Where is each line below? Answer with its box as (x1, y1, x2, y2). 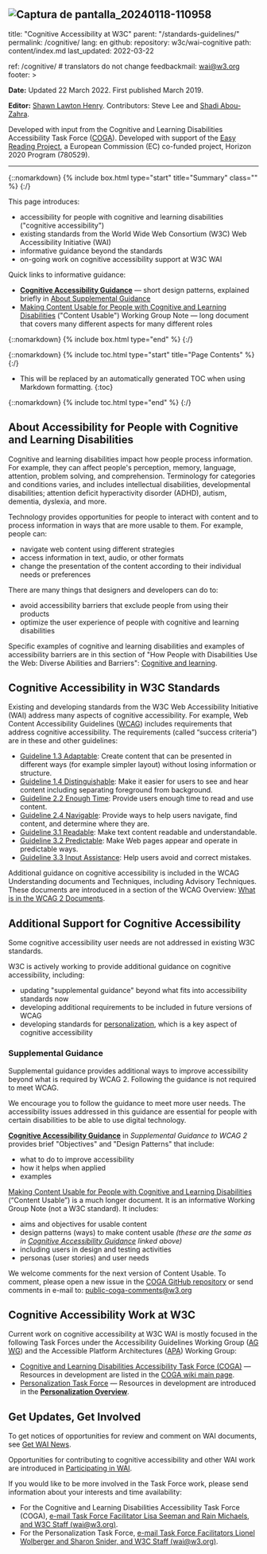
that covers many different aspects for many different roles (19, 319, 213, 329)
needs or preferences (19, 570, 91, 579)
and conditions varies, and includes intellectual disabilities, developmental (8, 479, 251, 489)
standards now (19, 994, 69, 1003)
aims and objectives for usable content (19, 1219, 147, 1229)
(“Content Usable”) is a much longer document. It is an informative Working (8, 1195, 256, 1205)
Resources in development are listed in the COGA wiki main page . (19, 1370, 235, 1380)
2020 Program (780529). (8, 150, 90, 159)
